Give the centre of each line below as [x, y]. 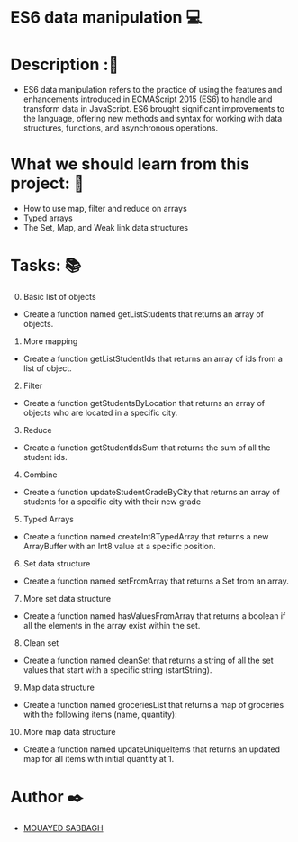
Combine [40, 475]
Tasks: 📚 [46, 266]
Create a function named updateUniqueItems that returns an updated [151, 749]
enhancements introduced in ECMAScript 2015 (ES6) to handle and [148, 99]
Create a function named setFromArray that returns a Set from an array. [156, 581]
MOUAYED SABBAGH [63, 828]
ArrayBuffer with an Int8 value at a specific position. [119, 546]
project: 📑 [47, 183]
